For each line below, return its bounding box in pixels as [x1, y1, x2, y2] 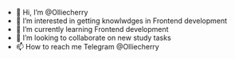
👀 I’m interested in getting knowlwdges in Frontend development [15, 16, 228, 26]
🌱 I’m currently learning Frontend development [15, 25, 169, 33]
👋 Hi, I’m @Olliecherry [15, 8, 88, 17]
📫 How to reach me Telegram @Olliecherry [15, 42, 159, 51]
